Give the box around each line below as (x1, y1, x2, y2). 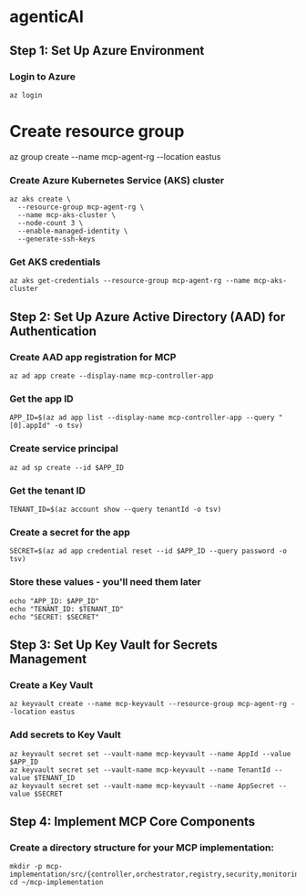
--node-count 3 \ (17, 219, 84, 228)
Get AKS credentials (9, 255, 101, 268)
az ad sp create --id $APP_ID (9, 463, 125, 472)
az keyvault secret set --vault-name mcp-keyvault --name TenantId (9, 765, 271, 775)
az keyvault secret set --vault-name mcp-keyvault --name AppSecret (9, 781, 275, 790)
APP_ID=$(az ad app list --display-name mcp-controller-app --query (9, 413, 275, 422)
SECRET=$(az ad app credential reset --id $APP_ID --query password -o (9, 547, 287, 556)
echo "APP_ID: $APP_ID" (9, 596, 100, 606)
